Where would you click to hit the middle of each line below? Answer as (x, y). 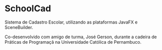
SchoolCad (28, 9)
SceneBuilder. (19, 27)
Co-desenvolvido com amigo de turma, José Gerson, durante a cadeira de (81, 37)
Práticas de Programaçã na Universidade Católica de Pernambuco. (73, 42)
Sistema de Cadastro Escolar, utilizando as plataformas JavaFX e (71, 22)
